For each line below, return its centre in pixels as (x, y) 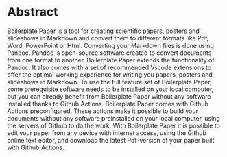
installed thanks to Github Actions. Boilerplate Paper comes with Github (108, 104)
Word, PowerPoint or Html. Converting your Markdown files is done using (111, 45)
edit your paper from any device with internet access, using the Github (107, 133)
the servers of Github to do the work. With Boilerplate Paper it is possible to (114, 125)
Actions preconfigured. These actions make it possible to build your (103, 111)
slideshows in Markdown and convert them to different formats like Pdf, (108, 38)
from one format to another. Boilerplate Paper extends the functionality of (111, 60)
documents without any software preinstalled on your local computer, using (114, 118)
